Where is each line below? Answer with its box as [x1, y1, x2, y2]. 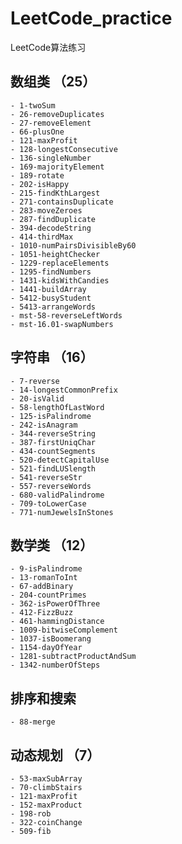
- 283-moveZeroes [10, 205, 83, 216]
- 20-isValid [10, 393, 65, 404]
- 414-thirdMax [10, 232, 74, 242]
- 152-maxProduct [10, 800, 83, 810]
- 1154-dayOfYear [10, 643, 83, 653]
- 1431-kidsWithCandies [10, 275, 110, 286]
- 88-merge [10, 717, 56, 727]
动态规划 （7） [10, 747, 101, 764]
